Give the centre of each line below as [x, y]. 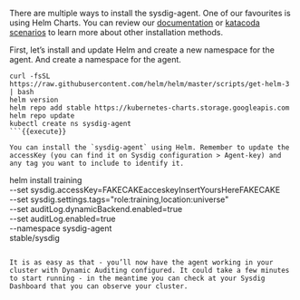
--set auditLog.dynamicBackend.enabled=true [96, 209]
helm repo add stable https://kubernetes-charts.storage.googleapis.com [150, 108]
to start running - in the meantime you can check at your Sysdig [137, 278]
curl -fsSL [30, 76]
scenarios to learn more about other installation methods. [116, 32]
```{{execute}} [38, 131]
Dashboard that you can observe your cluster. [99, 286]
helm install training [46, 180]
